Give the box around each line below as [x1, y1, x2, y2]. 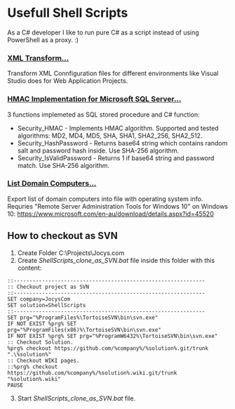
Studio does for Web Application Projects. [7, 77, 128, 85]
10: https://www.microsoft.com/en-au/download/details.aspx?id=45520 [7, 209, 214, 218]
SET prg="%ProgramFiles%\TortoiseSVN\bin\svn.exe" [7, 314, 159, 321]
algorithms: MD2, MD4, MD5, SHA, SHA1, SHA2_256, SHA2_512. [17, 131, 203, 140]
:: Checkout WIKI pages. [7, 357, 80, 364]
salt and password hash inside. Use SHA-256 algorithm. [17, 146, 180, 155]
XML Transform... [7, 53, 69, 63]
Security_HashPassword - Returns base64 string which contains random [17, 138, 228, 147]
